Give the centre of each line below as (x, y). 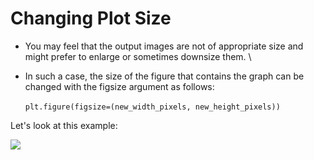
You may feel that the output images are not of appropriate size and (164, 46)
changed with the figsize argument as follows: (119, 86)
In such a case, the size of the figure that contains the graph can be (164, 76)
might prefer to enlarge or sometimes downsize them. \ (138, 56)
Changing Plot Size (91, 18)
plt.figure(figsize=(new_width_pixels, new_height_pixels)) (152, 107)
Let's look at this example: (64, 125)
